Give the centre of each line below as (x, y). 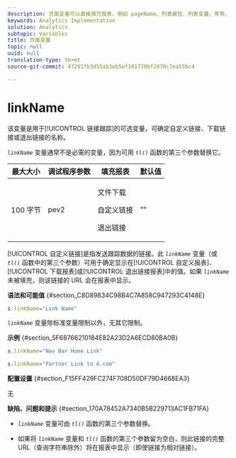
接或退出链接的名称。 (38, 137)
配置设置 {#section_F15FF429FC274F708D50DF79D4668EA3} (99, 379)
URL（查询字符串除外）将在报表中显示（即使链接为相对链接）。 (109, 447)
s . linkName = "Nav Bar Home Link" (55, 351)
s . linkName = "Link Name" (43, 309)
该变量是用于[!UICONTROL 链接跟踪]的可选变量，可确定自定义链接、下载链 (117, 128)
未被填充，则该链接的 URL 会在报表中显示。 (71, 280)
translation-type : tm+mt (44, 60)
